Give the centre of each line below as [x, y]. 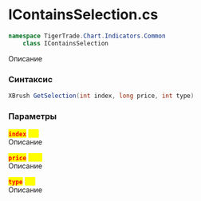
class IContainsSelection [66, 43]
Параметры [33, 116]
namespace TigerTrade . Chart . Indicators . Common [87, 36]
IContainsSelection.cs [83, 15]
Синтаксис [31, 79]
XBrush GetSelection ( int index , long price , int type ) [101, 96]
